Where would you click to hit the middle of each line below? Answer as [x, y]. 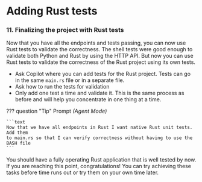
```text [16, 122]
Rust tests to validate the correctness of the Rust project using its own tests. [101, 62]
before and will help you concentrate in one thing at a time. [88, 99]
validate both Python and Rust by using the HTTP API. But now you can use [100, 56]
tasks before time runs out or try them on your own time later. [82, 172]
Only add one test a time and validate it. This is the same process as [99, 93]
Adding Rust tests [52, 11]
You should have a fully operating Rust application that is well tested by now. [101, 160]
